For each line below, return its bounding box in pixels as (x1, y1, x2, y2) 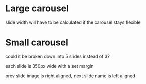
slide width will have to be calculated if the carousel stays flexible (5, 19, 141, 25)
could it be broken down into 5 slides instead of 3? (5, 53, 110, 59)
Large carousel (5, 3, 69, 14)
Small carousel (5, 37, 69, 48)
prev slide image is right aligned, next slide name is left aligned (5, 73, 136, 79)
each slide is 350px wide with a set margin (5, 63, 94, 69)
